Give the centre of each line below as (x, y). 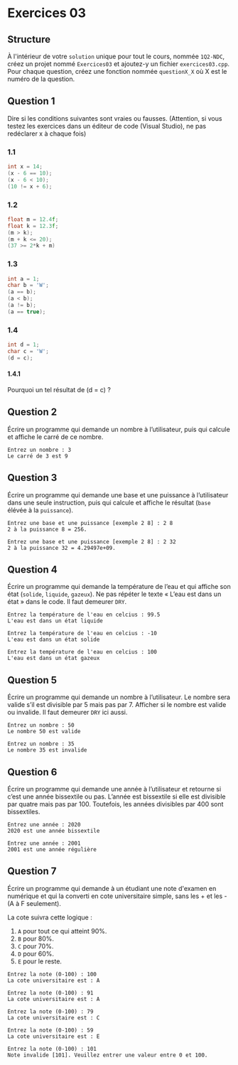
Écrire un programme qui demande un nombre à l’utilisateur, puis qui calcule (119, 429)
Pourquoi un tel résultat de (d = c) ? (59, 389)
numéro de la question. (41, 79)
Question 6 (32, 772)
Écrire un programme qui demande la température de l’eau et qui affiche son (119, 587)
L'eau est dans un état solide (54, 640)
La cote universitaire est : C (54, 1017)
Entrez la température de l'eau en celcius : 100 (82, 652)
